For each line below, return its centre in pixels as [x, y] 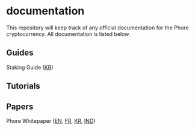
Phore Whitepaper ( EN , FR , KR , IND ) [51, 120]
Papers [20, 106]
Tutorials [23, 86]
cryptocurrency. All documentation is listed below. [68, 34]
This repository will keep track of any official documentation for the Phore [97, 28]
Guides [20, 53]
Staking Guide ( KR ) [30, 67]
